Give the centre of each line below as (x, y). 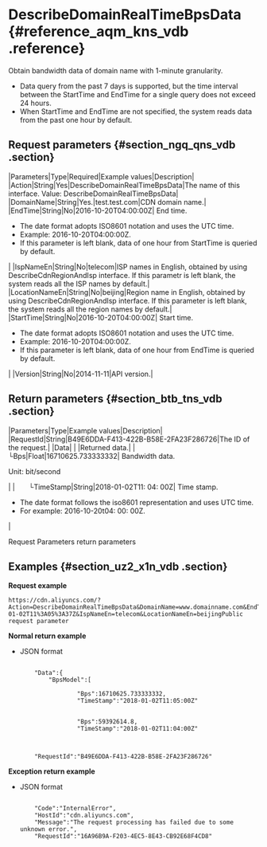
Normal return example (47, 636)
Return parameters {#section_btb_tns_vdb (115, 399)
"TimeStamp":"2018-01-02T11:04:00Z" (137, 729)
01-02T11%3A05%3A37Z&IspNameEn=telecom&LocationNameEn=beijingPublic (126, 614)
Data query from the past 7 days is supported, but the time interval (129, 86)
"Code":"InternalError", (75, 809)
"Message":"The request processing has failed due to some (134, 822)
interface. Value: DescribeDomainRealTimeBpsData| (93, 194)
